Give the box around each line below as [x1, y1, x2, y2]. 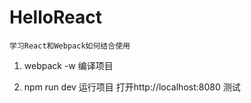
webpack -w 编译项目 [23, 59, 114, 71]
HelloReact [9, 6, 102, 29]
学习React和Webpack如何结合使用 [9, 41, 131, 51]
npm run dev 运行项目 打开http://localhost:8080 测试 [23, 81, 241, 93]
